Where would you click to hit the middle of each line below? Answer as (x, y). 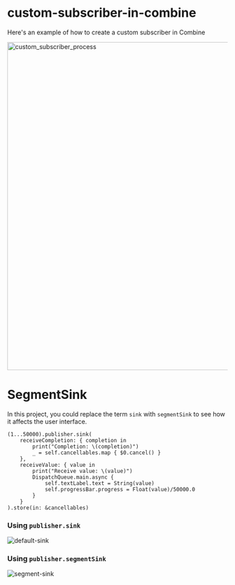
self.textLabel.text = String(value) (100, 483)
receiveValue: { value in (58, 465)
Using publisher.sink (44, 525)
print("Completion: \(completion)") (86, 446)
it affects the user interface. (47, 421)
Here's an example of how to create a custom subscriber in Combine (106, 32)
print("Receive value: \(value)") (83, 471)
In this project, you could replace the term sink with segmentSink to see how (116, 414)
